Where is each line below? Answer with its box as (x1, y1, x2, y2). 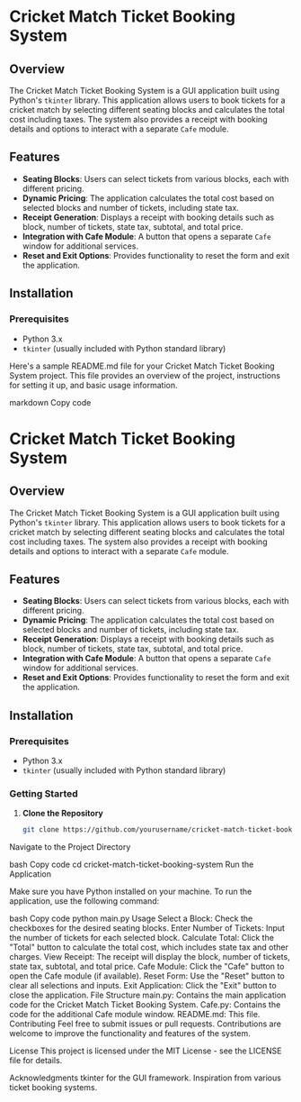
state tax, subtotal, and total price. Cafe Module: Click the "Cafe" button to (9, 961, 285, 972)
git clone (22, 825, 60, 834)
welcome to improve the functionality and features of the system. (9, 1028, 251, 1039)
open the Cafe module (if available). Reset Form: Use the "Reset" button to (9, 970, 285, 981)
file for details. (9, 1055, 63, 1066)
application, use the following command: (9, 896, 160, 906)
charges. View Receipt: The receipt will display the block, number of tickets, (9, 952, 290, 962)
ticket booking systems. (9, 1082, 98, 1093)
